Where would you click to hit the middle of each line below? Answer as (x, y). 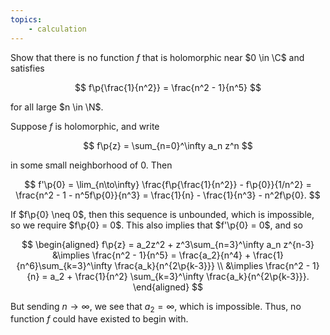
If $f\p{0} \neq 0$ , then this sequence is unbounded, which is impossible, (162, 214)
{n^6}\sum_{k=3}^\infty (64, 265)
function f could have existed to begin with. (99, 319)
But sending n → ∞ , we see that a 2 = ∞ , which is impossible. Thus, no (156, 307)
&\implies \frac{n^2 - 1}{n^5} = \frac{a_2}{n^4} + (151, 255)
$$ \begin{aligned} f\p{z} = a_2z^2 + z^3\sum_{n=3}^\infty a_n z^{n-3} (168, 244)
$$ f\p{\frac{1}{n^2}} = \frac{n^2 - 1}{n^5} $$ (168, 87)
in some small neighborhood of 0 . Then (91, 165)
